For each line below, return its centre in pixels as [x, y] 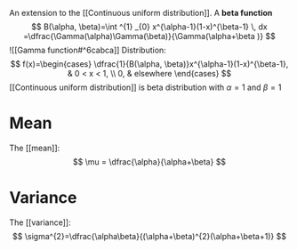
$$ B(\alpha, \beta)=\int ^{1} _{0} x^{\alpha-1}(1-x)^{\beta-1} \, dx [149, 27]
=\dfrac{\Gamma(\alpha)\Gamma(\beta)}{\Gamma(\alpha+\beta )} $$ [149, 36]
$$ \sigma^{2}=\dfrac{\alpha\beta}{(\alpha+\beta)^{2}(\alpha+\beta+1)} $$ [149, 236]
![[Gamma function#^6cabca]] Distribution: [88, 50]
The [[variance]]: [40, 222]
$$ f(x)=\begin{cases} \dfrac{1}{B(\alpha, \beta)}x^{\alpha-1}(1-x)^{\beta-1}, [149, 64]
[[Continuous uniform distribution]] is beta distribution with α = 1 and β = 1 [145, 87]
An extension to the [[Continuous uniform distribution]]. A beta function [141, 13]
